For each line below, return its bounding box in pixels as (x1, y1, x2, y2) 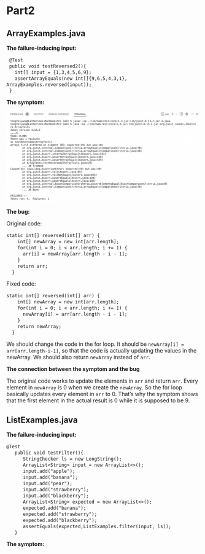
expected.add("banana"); (22, 505, 87, 512)
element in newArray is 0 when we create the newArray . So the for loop (6, 384, 183, 391)
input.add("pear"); (22, 480, 72, 487)
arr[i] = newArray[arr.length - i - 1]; (22, 251, 128, 257)
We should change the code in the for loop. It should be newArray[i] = (6, 340, 184, 348)
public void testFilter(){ (14, 450, 84, 456)
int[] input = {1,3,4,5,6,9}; (14, 69, 92, 76)
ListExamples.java (6, 415, 78, 425)
